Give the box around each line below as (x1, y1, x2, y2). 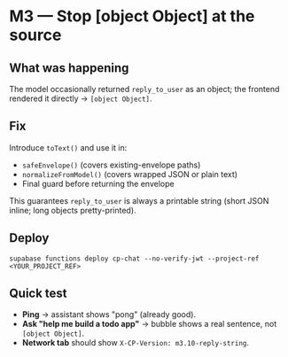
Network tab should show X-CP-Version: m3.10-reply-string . (21, 338, 250, 348)
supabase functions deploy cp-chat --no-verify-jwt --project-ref (9, 254, 260, 263)
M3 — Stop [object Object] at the (9, 6, 255, 27)
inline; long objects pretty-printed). (9, 205, 136, 215)
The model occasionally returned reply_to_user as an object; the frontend (9, 84, 280, 94)
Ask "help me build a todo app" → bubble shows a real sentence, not (21, 319, 277, 330)
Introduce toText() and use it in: (9, 142, 128, 152)
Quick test (9, 286, 68, 301)
